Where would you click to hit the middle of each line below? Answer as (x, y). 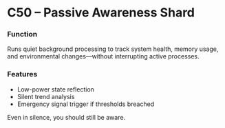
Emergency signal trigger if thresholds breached (86, 104)
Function (22, 34)
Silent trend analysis (46, 96)
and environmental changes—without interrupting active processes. (103, 56)
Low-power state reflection (56, 89)
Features (22, 74)
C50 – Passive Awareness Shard (101, 13)
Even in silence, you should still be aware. (66, 117)
